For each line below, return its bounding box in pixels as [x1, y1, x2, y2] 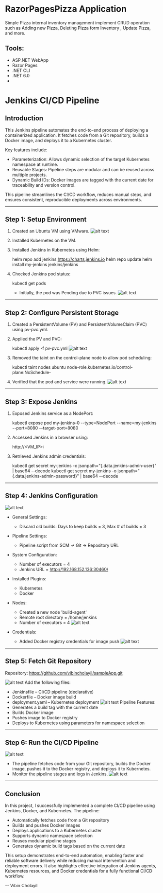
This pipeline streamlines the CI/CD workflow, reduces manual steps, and [5, 191, 152, 197]
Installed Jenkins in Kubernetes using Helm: [12, 247, 100, 253]
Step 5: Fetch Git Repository [5, 657, 92, 665]
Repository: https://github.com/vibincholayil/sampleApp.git [5, 670, 123, 676]
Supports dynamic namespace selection [12, 833, 93, 839]
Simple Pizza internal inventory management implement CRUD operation [5, 19, 150, 25]
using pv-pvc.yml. [12, 327, 49, 333]
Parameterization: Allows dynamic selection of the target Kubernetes [12, 156, 150, 162]
